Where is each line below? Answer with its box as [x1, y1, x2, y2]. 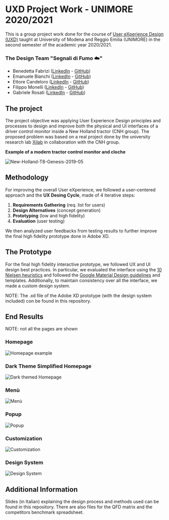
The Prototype [5, 248, 52, 256]
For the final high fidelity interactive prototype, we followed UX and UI [5, 261, 151, 267]
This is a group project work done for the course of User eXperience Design [5, 31, 164, 37]
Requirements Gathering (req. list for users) [12, 202, 105, 208]
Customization [5, 435, 43, 442]
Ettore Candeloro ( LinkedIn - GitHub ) [12, 79, 90, 85]
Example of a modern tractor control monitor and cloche [5, 149, 125, 155]
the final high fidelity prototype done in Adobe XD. [5, 233, 110, 239]
